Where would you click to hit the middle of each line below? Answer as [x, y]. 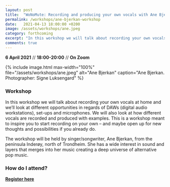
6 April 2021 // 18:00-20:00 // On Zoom [48, 57]
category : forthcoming [29, 33]
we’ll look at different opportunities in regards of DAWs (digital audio [76, 107]
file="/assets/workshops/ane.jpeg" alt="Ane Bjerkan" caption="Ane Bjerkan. [85, 72]
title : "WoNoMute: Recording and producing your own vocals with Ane [81, 15]
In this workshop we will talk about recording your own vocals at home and [83, 102]
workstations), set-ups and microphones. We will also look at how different [83, 113]
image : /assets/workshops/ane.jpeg [43, 29]
